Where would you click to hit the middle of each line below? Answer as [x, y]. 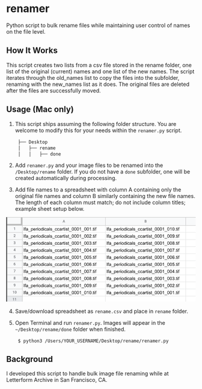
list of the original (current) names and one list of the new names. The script [100, 71]
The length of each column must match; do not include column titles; [100, 202]
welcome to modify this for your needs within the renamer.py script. [98, 130]
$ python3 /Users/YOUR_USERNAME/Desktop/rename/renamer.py [93, 341]
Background [29, 359]
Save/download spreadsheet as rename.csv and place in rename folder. [101, 311]
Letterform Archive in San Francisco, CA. [57, 380]
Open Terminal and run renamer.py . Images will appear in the [90, 322]
